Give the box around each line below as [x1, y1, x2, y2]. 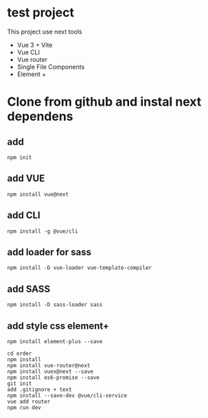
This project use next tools [7, 27, 82, 36]
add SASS [7, 283, 50, 294]
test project [7, 5, 74, 21]
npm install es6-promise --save [7, 374, 100, 381]
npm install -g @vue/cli [7, 228, 78, 235]
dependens [7, 108, 73, 124]
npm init [7, 154, 32, 161]
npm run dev [7, 404, 41, 411]
